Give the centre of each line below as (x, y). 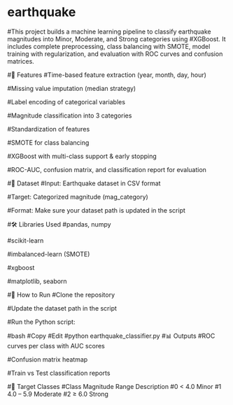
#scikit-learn (26, 240)
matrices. (21, 61)
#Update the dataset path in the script (62, 308)
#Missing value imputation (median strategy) (72, 88)
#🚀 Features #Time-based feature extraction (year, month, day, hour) (107, 75)
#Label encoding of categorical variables (66, 101)
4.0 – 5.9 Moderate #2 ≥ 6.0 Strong (58, 394)
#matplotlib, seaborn (37, 281)
